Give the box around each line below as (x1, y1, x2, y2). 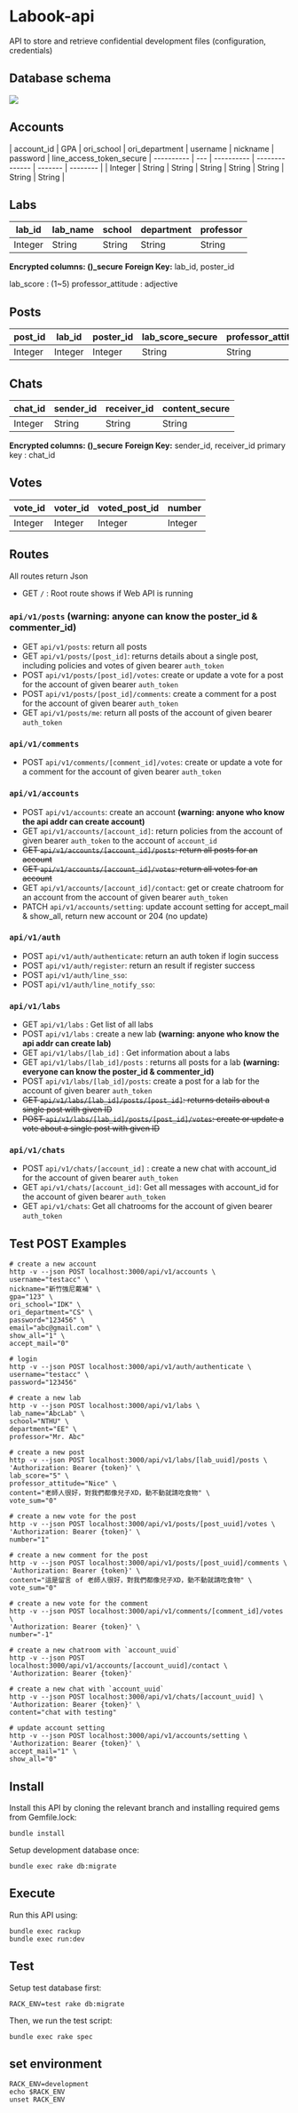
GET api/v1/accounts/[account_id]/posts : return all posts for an (21, 844, 258, 855)
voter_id (53, 501, 90, 514)
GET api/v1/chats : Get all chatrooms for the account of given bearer (21, 1201, 273, 1212)
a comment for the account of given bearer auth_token (21, 766, 222, 777)
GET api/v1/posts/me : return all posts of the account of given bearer (21, 707, 272, 717)
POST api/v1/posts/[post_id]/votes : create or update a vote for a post (21, 669, 284, 680)
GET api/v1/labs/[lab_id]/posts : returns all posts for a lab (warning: (21, 1057, 280, 1068)
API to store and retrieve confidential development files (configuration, (9, 36, 266, 46)
